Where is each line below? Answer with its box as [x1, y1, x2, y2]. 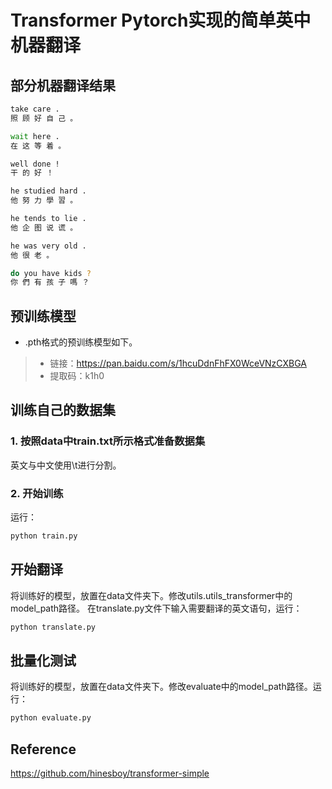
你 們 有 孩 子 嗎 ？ [10, 277, 90, 288]
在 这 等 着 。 [10, 141, 67, 151]
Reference [10, 741, 77, 758]
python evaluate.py [10, 713, 92, 723]
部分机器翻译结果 [10, 77, 116, 94]
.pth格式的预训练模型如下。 [24, 336, 138, 348]
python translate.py [10, 622, 97, 632]
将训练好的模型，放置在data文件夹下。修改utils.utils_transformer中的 [10, 589, 293, 601]
